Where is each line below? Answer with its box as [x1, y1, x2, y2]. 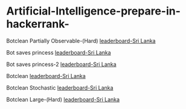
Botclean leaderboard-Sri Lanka [6, 72, 86, 79]
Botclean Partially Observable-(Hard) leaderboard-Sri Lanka [6, 37, 156, 44]
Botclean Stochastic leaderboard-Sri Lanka [6, 84, 114, 91]
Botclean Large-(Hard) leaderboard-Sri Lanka [6, 96, 120, 103]
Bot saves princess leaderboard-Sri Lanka [6, 48, 111, 56]
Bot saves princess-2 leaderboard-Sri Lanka [6, 61, 117, 68]
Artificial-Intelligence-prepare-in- [6, 4, 181, 18]
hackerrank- [6, 17, 69, 31]
